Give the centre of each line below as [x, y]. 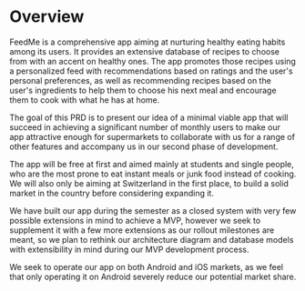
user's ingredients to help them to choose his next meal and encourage [143, 90]
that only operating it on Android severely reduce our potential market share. [153, 276]
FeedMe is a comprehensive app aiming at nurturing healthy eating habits [147, 42]
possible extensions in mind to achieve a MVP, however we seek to [135, 220]
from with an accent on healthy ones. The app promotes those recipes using [152, 61]
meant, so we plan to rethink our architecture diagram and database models [152, 239]
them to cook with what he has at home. [85, 100]
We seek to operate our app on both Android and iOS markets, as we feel [147, 266]
